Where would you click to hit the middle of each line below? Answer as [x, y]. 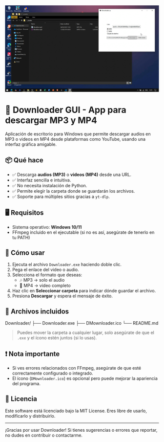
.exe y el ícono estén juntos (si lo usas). [57, 338]
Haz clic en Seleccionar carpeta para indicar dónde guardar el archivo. [84, 291]
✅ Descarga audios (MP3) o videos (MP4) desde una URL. [72, 175]
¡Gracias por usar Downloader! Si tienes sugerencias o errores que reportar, [81, 430]
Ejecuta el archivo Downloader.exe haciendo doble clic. [67, 265]
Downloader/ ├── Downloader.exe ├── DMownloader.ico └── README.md [82, 323]
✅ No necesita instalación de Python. [50, 185]
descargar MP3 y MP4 [51, 121]
